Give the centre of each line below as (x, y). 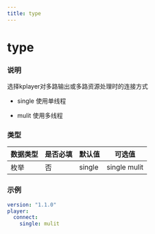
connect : (26, 218)
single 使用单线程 (41, 101)
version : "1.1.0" (32, 204)
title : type (24, 13)
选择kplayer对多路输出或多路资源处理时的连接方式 (78, 86)
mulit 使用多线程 (40, 116)
